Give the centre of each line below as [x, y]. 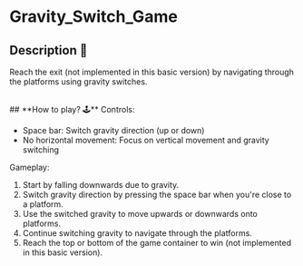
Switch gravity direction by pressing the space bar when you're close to [157, 194]
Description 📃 [49, 50]
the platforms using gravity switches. [78, 82]
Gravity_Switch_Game [94, 17]
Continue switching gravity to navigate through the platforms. [137, 233]
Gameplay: [29, 167]
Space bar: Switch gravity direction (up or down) [113, 130]
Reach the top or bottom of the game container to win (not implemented [157, 243]
